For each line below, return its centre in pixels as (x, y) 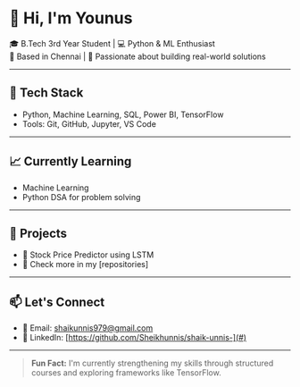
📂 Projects (38, 233)
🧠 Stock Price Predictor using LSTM (88, 255)
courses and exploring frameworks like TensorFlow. (126, 373)
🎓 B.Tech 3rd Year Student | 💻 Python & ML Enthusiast (112, 43)
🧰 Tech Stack (46, 93)
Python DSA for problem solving (81, 197)
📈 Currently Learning (71, 161)
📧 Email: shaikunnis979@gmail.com (87, 328)
